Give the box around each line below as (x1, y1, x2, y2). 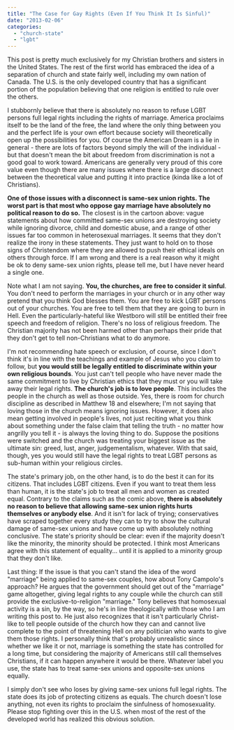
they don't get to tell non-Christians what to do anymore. (7, 334, 170, 343)
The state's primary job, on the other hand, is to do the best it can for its (7, 473, 214, 481)
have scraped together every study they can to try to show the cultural (7, 517, 211, 525)
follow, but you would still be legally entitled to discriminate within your (7, 362, 217, 371)
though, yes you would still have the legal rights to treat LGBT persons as (7, 452, 217, 460)
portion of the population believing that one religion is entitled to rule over (7, 85, 219, 94)
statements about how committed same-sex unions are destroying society (7, 216, 221, 224)
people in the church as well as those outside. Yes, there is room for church (7, 392, 225, 401)
